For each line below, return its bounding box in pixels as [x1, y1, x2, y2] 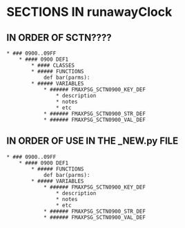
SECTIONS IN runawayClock [6, 4, 173, 20]
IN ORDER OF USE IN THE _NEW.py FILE [6, 135, 179, 147]
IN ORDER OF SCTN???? [6, 32, 112, 44]
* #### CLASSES [31, 62, 75, 69]
